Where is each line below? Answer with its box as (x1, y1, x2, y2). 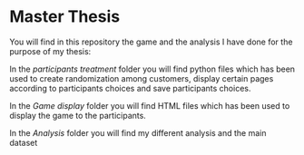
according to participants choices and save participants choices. (9, 82, 251, 93)
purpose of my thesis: (9, 45, 92, 56)
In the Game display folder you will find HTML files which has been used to (9, 100, 290, 111)
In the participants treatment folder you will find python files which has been (9, 63, 296, 74)
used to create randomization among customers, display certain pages (9, 73, 274, 83)
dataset (9, 137, 38, 148)
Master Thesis (9, 6, 121, 27)
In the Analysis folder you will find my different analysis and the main (9, 127, 267, 138)
